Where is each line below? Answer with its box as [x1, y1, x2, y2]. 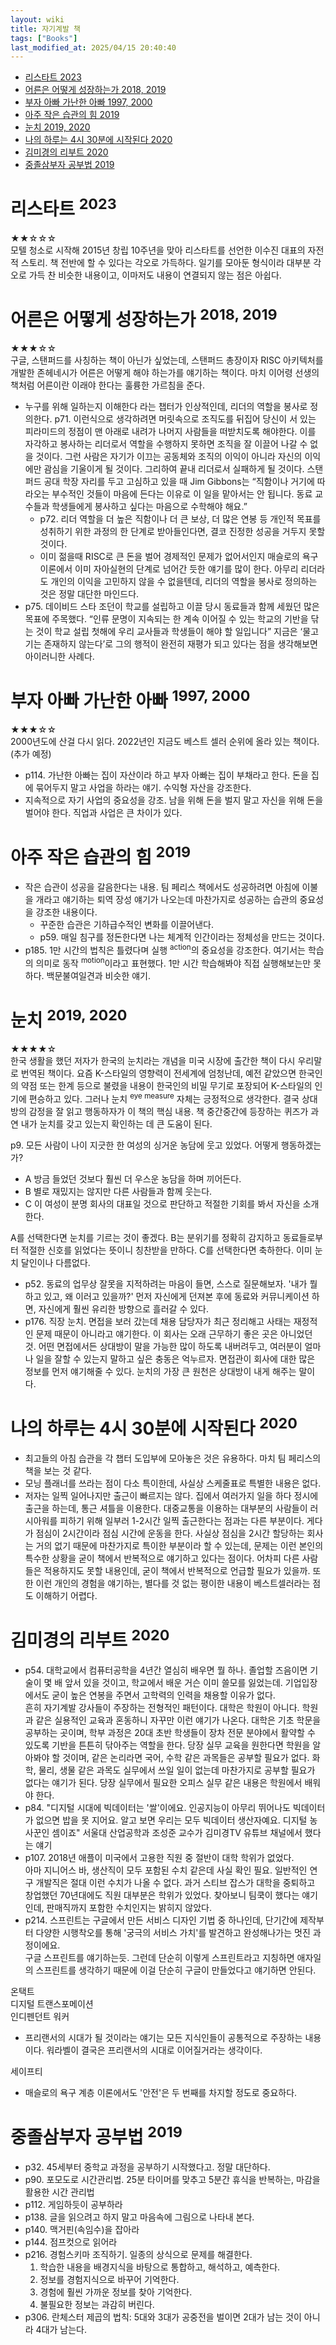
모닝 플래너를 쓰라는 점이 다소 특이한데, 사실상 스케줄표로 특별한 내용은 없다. [24, 1477, 322, 1489]
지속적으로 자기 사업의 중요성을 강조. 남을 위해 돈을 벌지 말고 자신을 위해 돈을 [24, 794, 324, 806]
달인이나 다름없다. [20, 1256, 91, 1268]
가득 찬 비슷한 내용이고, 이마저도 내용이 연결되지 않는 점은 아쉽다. [28, 269, 282, 281]
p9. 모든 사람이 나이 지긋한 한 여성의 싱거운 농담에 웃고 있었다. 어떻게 [10, 1139, 279, 1151]
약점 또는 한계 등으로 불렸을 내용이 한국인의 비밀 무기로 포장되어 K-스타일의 [20, 1079, 313, 1091]
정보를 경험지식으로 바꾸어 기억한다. [39, 2274, 180, 2286]
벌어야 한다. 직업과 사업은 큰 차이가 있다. [24, 807, 183, 819]
